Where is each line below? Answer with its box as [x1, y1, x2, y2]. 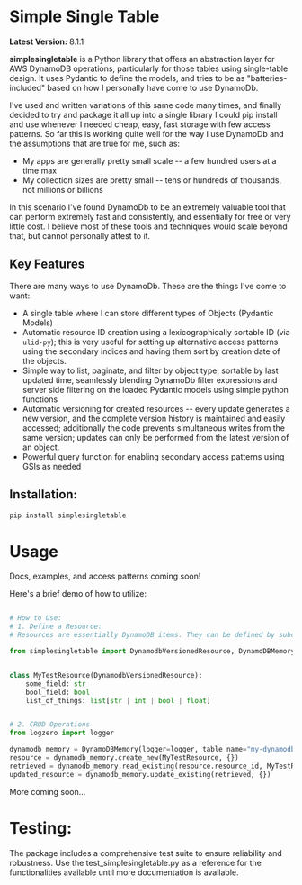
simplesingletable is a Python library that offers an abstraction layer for [9, 53, 276, 64]
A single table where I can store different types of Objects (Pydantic [22, 307, 274, 318]
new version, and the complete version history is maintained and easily [22, 413, 286, 424]
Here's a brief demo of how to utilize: [9, 588, 147, 599]
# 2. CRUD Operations [9, 720, 91, 729]
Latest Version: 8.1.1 [9, 36, 84, 47]
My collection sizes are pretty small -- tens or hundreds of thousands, [22, 174, 281, 186]
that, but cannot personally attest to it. [9, 230, 151, 241]
